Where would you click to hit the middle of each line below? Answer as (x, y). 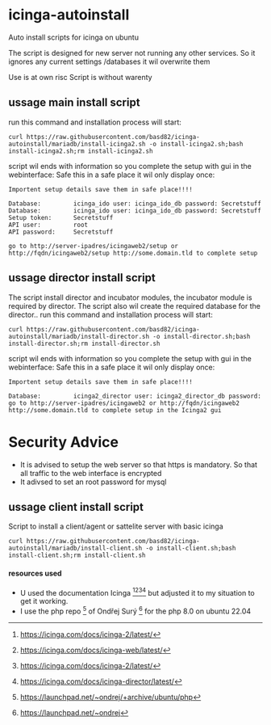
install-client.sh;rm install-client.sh (77, 555)
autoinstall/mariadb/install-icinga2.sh (77, 144)
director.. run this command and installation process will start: (111, 314)
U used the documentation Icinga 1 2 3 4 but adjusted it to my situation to (138, 592)
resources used (35, 573)
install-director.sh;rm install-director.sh (84, 344)
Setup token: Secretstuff (61, 217)
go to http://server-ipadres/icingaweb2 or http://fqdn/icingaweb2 (124, 403)
